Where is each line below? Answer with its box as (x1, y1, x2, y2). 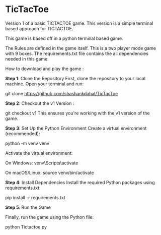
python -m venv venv (5, 140, 49, 146)
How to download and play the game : (5, 66, 84, 72)
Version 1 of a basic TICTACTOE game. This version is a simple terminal (5, 20, 153, 26)
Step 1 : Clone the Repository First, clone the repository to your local (5, 75, 146, 81)
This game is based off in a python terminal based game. (5, 35, 123, 41)
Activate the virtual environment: (5, 150, 73, 156)
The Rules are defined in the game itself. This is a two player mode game (5, 45, 156, 51)
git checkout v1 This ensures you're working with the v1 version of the (5, 110, 150, 116)
